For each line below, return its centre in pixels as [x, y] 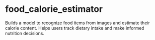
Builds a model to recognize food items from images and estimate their [77, 23]
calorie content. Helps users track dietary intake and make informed [75, 28]
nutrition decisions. [25, 33]
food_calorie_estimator [54, 9]
